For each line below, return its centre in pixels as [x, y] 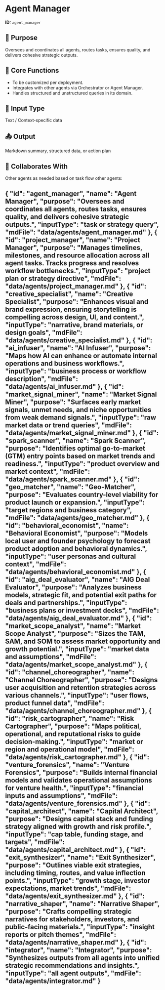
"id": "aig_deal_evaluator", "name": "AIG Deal [78, 580]
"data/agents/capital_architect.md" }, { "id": [76, 850]
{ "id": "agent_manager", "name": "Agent [71, 194]
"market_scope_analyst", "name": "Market [73, 626]
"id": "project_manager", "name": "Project [73, 240]
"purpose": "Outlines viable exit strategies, [73, 865]
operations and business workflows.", [65, 364]
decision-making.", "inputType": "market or [74, 742]
